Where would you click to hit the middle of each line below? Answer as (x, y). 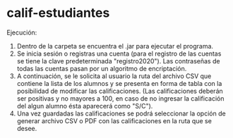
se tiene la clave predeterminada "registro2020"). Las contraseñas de (118, 61)
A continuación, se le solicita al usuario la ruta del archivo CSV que (114, 76)
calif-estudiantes (58, 13)
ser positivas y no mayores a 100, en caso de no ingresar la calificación (120, 98)
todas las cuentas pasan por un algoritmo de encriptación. (102, 68)
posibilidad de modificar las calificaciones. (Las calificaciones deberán (120, 91)
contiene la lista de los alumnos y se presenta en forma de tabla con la (119, 83)
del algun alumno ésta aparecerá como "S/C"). (85, 106)
